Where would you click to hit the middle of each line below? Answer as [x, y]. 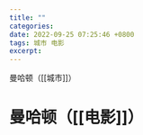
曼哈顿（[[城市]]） [43, 78]
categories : [31, 26]
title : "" [28, 18]
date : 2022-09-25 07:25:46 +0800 [72, 34]
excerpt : [26, 51]
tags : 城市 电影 [37, 43]
